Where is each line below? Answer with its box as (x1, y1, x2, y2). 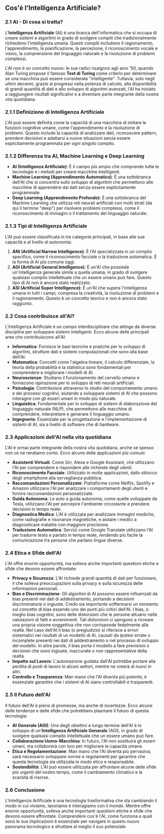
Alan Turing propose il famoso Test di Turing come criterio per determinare (5, 70, 157, 76)
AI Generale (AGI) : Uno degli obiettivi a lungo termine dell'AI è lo (12, 722, 142, 728)
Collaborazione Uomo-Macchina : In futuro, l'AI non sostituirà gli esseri (12, 738, 156, 744)
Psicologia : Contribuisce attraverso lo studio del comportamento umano (12, 385, 158, 391)
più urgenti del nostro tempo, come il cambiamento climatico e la (12, 769, 143, 775)
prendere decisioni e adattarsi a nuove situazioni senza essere (5, 135, 131, 141)
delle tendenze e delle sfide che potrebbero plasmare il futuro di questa (5, 707, 149, 713)
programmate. (12, 190, 41, 196)
